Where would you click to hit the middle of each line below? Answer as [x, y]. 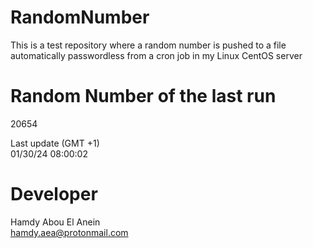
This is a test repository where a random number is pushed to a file [148, 45]
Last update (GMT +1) [55, 143]
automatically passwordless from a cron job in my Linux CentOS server [156, 55]
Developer [54, 194]
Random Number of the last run [143, 96]
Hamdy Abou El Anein [55, 222]
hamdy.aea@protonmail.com [69, 232]
